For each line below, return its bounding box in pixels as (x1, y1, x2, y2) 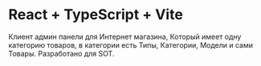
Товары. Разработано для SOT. (8, 49, 115, 58)
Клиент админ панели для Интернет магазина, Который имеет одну (8, 32, 242, 41)
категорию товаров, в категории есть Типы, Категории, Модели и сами (8, 40, 254, 49)
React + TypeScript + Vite (8, 6, 183, 24)
